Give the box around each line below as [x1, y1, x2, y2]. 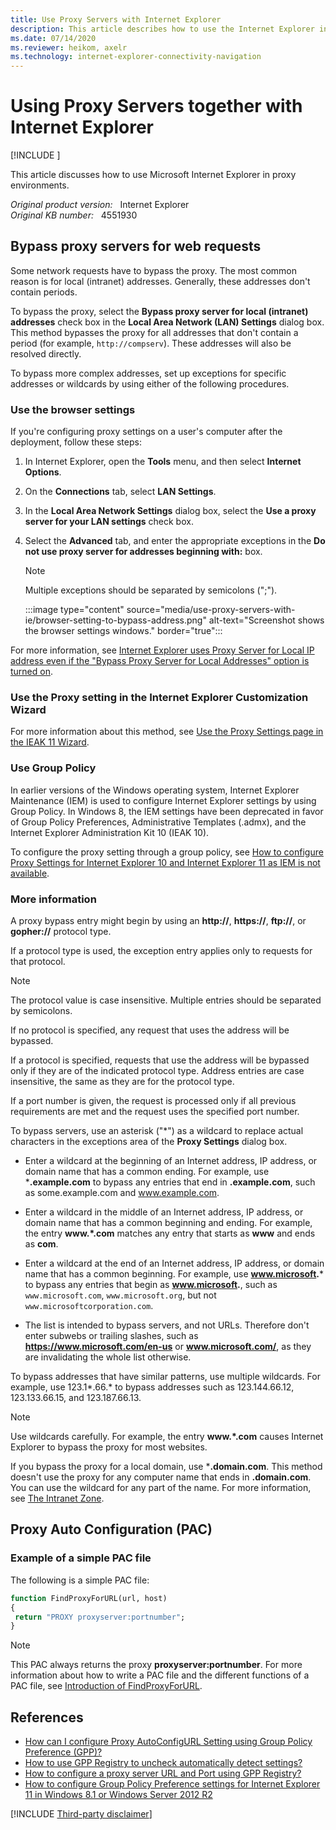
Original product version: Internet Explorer [10, 199, 190, 211]
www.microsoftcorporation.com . [24, 1300, 154, 1312]
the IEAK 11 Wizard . [10, 736, 90, 748]
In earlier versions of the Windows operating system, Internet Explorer [10, 784, 300, 796]
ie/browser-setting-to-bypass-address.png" [24, 614, 207, 626]
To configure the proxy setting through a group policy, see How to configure [10, 846, 324, 858]
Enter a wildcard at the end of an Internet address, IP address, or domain [24, 1257, 325, 1270]
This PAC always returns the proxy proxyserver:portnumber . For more [10, 1659, 303, 1671]
